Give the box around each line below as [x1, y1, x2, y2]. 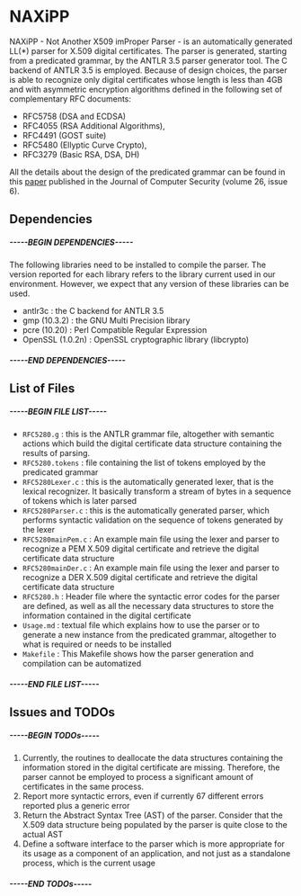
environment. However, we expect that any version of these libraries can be [9, 279, 289, 290]
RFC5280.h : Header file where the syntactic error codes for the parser [22, 591, 280, 602]
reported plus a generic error [22, 801, 130, 811]
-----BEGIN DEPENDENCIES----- [9, 237, 134, 247]
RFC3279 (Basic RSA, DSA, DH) [22, 148, 140, 159]
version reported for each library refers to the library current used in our [9, 269, 276, 280]
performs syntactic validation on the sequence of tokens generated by [22, 515, 284, 525]
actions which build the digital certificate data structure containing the [22, 438, 283, 449]
